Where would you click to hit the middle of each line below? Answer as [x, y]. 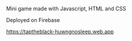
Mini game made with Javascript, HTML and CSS [66, 9]
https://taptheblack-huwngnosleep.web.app [60, 31]
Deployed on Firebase [33, 20]
